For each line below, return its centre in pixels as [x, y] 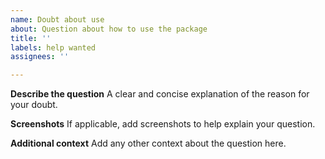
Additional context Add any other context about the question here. [148, 143]
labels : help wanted [53, 47]
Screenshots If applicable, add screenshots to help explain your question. [163, 124]
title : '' [31, 38]
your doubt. [34, 105]
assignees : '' [40, 57]
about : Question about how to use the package [109, 29]
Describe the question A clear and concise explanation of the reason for [160, 94]
